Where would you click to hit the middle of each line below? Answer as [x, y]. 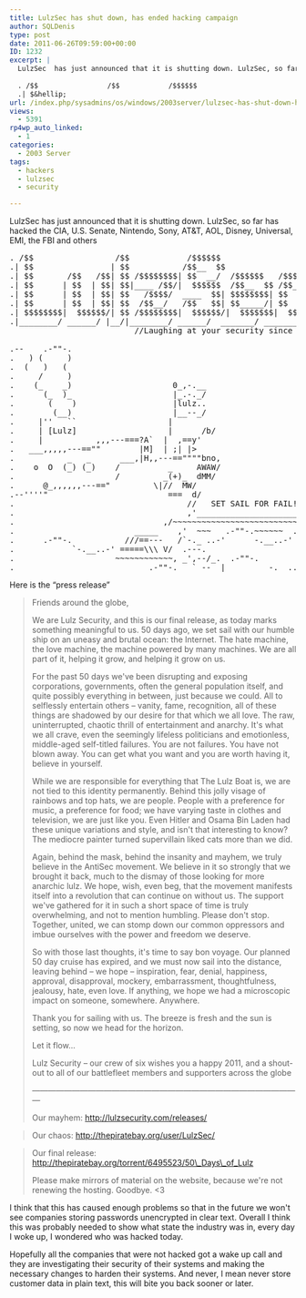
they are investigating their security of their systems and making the [137, 1264]
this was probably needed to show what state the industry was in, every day [153, 1227]
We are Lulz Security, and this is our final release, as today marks [154, 620]
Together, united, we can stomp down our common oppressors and [158, 925]
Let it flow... [53, 1046]
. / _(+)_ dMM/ [113, 476]
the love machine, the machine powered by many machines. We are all [164, 649]
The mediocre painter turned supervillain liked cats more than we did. [162, 840]
